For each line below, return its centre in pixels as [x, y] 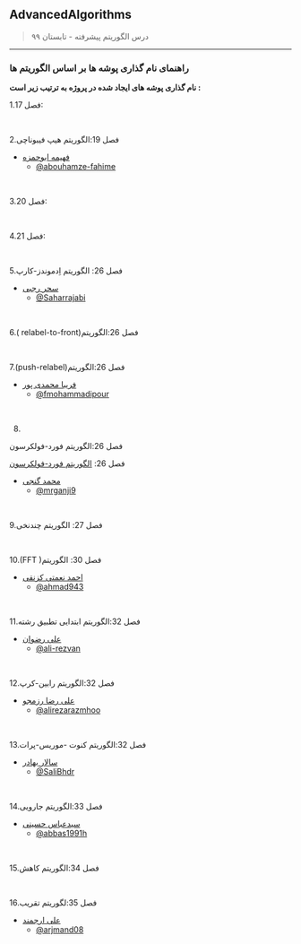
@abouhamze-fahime [76, 167]
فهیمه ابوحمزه [46, 157]
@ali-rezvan [58, 648]
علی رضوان [42, 639]
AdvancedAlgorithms [70, 15]
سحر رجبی [40, 288]
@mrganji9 [56, 490]
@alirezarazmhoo [68, 710]
